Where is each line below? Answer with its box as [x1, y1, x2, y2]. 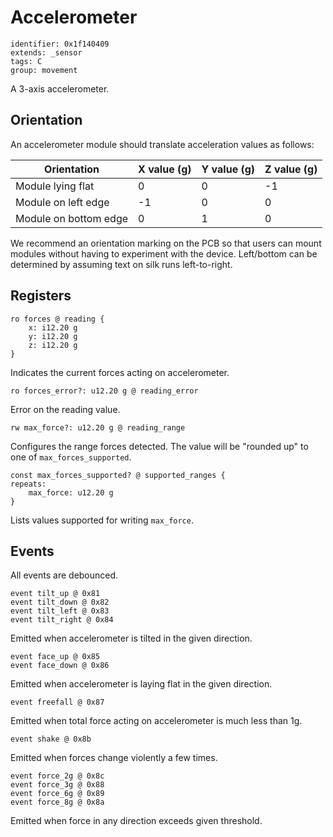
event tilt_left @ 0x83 [10, 606, 110, 616]
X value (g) [138, 162, 192, 176]
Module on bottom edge [15, 211, 129, 225]
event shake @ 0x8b [10, 734, 92, 745]
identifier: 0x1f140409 [10, 39, 110, 49]
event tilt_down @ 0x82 [10, 597, 110, 608]
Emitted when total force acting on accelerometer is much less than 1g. [10, 715, 303, 727]
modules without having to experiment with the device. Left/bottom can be [10, 247, 318, 260]
